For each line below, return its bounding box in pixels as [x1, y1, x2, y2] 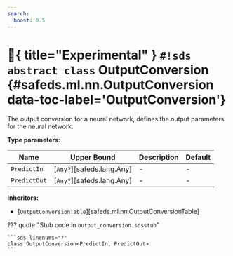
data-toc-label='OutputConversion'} [7, 92, 227, 107]
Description [139, 152, 179, 162]
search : [7, 10, 30, 18]
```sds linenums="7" [7, 234, 68, 242]
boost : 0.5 [13, 17, 46, 24]
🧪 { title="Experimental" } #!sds [7, 47, 192, 63]
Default [185, 152, 211, 162]
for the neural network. [7, 122, 74, 130]
